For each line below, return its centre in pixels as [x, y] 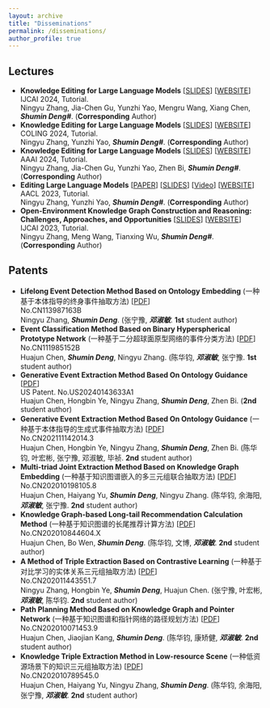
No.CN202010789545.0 [59, 675]
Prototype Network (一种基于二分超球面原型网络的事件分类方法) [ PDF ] [138, 338]
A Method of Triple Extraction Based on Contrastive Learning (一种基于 [141, 561]
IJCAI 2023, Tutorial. [54, 228]
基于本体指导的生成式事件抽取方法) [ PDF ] [96, 428]
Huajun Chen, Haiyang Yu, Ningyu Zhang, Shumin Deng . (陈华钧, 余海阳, [141, 685]
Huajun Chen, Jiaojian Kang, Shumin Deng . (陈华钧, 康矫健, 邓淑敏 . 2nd [139, 637]
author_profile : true [45, 38]
